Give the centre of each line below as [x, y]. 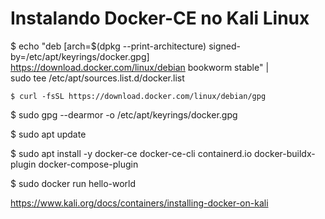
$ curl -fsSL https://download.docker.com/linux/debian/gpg [138, 96]
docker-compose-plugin [88, 164]
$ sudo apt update [48, 134]
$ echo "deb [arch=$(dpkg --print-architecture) [108, 46]
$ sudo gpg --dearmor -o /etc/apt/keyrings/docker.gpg [124, 114]
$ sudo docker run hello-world [73, 183]
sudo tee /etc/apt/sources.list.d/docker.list [97, 78]
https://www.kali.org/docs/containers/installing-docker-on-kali [139, 203]
